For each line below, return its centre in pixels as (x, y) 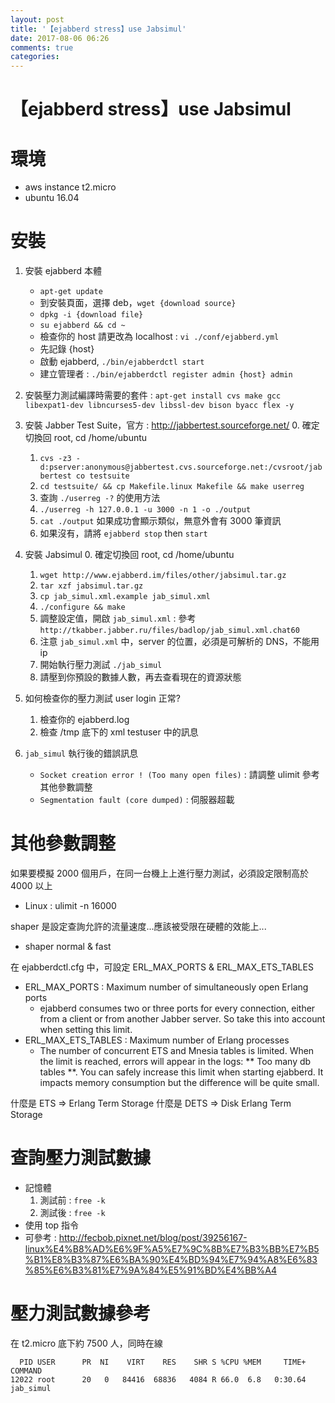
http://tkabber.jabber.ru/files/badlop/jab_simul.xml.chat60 (169, 631)
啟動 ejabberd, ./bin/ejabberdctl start (122, 362)
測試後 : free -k (72, 1213)
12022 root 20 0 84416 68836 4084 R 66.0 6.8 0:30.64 (158, 1380)
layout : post (37, 19)
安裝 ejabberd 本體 (63, 271)
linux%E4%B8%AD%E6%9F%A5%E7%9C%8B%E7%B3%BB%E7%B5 (172, 1249)
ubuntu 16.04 (52, 198)
